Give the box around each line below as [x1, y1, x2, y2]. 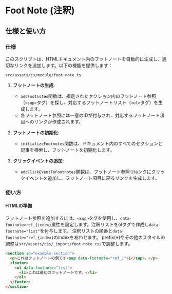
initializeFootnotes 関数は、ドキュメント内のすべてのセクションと [20, 140, 163, 146]
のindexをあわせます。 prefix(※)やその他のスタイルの [53, 234, 165, 240]
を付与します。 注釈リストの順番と [40, 228, 113, 234]
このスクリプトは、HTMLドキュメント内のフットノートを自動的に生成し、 [5, 56, 163, 62]
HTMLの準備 [5, 203, 32, 209]
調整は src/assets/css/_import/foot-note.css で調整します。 [5, 241, 133, 246]
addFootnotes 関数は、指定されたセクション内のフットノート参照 [20, 93, 157, 99]
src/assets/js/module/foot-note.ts [5, 72, 82, 77]
